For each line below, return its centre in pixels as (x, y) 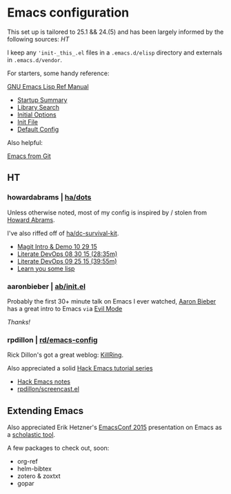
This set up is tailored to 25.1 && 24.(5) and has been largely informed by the (115, 32)
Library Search (38, 107)
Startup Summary (42, 100)
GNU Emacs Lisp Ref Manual (48, 86)
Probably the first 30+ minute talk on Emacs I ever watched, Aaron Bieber (112, 301)
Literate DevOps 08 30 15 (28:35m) (67, 254)
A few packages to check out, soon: (58, 448)
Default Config (38, 129)
